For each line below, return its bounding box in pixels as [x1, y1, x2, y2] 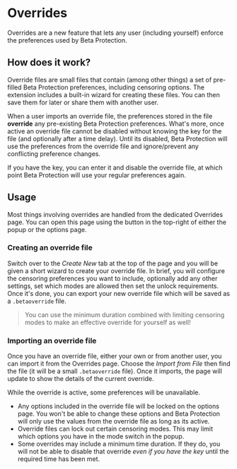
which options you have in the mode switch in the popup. [17, 432, 185, 441]
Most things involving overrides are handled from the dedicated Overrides [7, 210, 224, 219]
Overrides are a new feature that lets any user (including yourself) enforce [7, 28, 224, 37]
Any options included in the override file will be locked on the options [17, 402, 219, 411]
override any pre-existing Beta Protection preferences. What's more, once [7, 119, 224, 128]
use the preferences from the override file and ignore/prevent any [7, 142, 200, 150]
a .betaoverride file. [7, 297, 67, 305]
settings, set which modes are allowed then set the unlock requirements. [7, 282, 219, 290]
